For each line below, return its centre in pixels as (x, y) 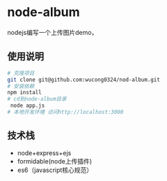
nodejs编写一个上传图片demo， (53, 32)
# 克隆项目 (21, 73)
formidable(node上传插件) (55, 161)
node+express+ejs (44, 153)
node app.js (27, 106)
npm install (24, 93)
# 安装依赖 (21, 86)
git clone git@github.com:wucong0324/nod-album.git (83, 80)
